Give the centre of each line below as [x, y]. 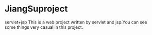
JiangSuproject [36, 9]
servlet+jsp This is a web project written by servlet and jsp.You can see [76, 22]
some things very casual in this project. [44, 27]
